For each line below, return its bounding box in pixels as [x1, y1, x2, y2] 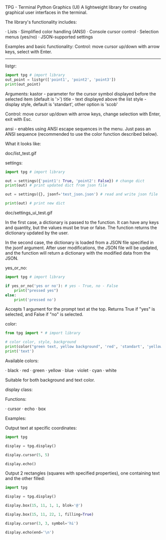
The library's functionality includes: [5, 19, 77, 25]
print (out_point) [5, 82, 41, 87]
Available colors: [5, 358, 39, 364]
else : [5, 292, 16, 298]
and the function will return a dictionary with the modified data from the [5, 250, 151, 256]
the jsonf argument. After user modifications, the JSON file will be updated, [5, 245, 158, 251]
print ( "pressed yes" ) [14, 288, 58, 293]
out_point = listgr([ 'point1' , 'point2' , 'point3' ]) [5, 77, 116, 82]
